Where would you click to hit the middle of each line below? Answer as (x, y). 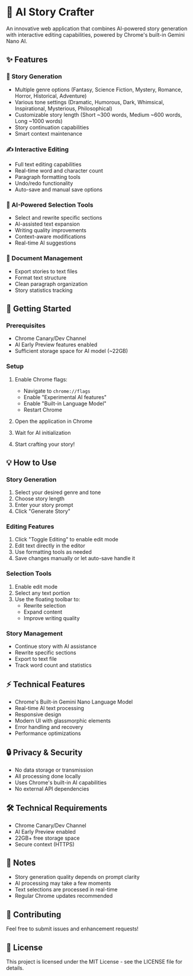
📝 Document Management (44, 258)
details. (15, 968)
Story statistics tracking (44, 290)
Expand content (43, 612)
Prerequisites (26, 325)
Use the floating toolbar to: (47, 599)
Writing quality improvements (51, 230)
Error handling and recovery (49, 727)
